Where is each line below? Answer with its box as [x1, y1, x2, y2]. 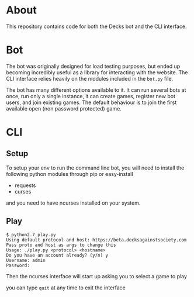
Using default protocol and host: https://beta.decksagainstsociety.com [6, 237, 187, 243]
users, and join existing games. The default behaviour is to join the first [6, 99, 177, 106]
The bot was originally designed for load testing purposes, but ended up [6, 63, 181, 70]
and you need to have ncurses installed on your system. [6, 199, 141, 206]
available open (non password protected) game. [6, 105, 122, 112]
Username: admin [6, 257, 46, 263]
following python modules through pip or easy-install [6, 170, 133, 177]
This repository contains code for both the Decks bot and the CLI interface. [6, 23, 187, 30]
